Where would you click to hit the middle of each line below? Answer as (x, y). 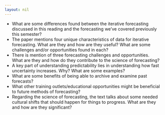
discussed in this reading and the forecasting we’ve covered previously (84, 29)
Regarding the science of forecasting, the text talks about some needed (85, 97)
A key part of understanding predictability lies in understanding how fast (85, 65)
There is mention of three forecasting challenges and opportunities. (81, 55)
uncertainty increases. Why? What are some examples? (68, 71)
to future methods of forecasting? (46, 91)
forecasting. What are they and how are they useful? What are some (81, 44)
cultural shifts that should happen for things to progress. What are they (84, 102)
